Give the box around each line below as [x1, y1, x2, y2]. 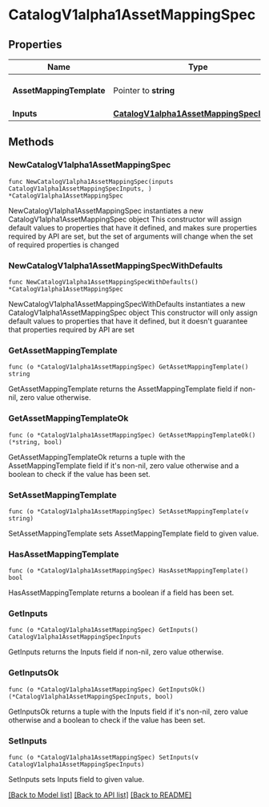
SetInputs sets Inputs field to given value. [8, 775, 145, 785]
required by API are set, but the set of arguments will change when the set [8, 231, 254, 241]
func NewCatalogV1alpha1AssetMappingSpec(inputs [8, 177, 174, 185]
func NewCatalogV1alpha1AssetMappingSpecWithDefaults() [8, 278, 199, 286]
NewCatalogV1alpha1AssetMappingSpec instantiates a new [8, 206, 204, 215]
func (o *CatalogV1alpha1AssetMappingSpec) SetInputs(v [8, 753, 199, 762]
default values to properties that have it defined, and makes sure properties [8, 222, 258, 232]
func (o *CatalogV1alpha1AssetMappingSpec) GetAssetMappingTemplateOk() [8, 431, 256, 439]
